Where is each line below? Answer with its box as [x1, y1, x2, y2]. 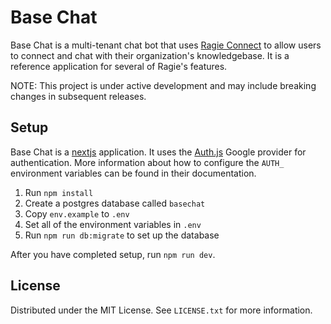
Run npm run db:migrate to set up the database [24, 229, 220, 241]
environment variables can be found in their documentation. [10, 167, 257, 179]
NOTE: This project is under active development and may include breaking [10, 79, 317, 91]
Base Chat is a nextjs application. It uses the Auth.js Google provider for [10, 146, 307, 158]
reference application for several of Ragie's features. [10, 60, 228, 72]
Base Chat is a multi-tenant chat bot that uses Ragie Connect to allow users [10, 39, 322, 51]
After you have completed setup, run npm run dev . [10, 248, 216, 260]
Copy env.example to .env [24, 207, 130, 220]
